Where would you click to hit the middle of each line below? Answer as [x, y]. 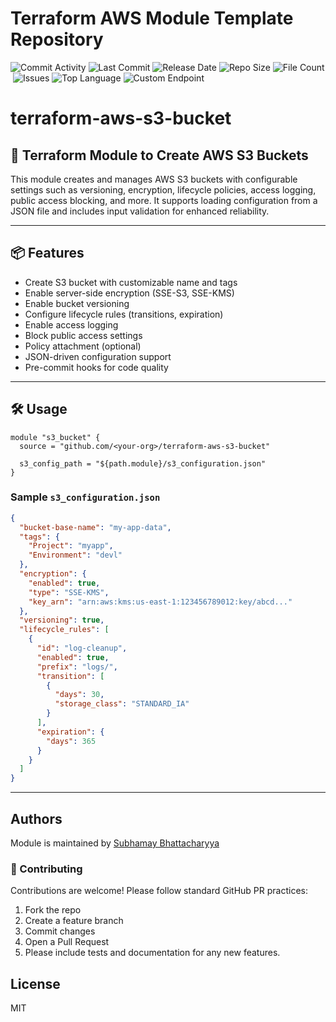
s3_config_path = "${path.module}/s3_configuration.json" [143, 463]
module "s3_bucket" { [55, 437]
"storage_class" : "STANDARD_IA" [122, 704]
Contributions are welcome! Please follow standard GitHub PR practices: [159, 891]
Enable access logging [71, 324]
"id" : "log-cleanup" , [82, 648]
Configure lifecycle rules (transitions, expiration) [124, 314]
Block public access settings [83, 335]
